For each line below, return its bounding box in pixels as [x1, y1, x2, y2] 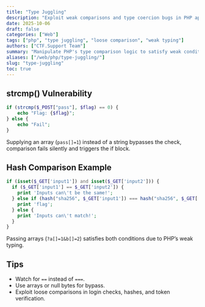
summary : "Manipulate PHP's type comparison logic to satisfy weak [6, 49, 182, 55]
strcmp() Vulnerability [6, 88, 93, 98]
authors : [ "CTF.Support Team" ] [6, 43, 86, 49]
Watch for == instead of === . [15, 275, 85, 283]
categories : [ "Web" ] [6, 32, 59, 38]
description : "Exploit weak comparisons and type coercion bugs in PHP [6, 15, 192, 21]
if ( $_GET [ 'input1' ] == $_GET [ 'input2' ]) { [12, 184, 124, 190]
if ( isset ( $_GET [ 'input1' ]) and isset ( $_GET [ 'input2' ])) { [6, 178, 160, 185]
